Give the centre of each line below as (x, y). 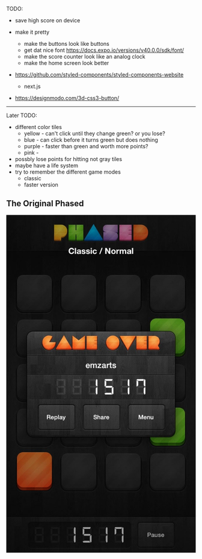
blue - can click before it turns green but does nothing (91, 140)
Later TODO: (22, 115)
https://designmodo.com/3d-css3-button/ (67, 98)
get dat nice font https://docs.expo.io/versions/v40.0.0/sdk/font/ (104, 50)
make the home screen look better (66, 63)
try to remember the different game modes (68, 172)
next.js (32, 86)
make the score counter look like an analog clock (84, 56)
